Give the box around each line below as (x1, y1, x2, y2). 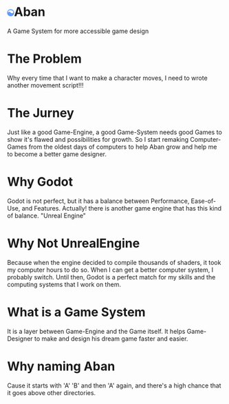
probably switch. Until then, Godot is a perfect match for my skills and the (7, 273, 216, 281)
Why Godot (7, 174, 74, 189)
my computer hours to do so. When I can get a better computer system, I (7, 266, 214, 274)
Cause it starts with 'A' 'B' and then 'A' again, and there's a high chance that (7, 381, 221, 390)
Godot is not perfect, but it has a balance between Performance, (7, 197, 190, 205)
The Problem (7, 51, 82, 67)
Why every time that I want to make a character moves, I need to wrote (7, 74, 208, 82)
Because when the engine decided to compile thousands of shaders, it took (7, 258, 221, 266)
